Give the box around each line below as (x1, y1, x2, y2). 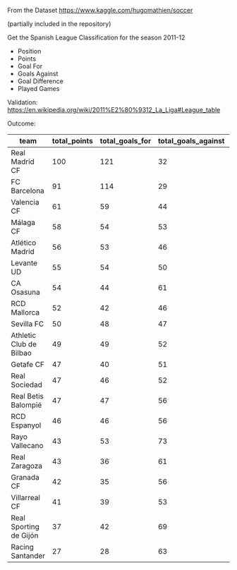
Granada (11, 473, 40, 482)
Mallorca (11, 308, 40, 317)
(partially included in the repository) (7, 20, 111, 28)
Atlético (11, 238, 37, 248)
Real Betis (11, 392, 44, 401)
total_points (51, 136, 94, 145)
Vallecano (11, 441, 44, 450)
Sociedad (11, 380, 42, 389)
